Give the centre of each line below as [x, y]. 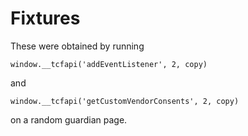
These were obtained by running [77, 46]
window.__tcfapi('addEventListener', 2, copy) [109, 64]
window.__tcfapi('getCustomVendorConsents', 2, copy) [125, 101]
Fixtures [45, 18]
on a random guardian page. [69, 119]
